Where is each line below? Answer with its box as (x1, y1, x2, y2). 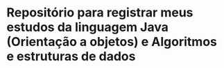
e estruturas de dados (6, 49, 136, 65)
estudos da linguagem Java (6, 19, 169, 35)
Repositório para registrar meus (6, 5, 193, 21)
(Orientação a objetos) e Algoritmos (6, 34, 218, 49)
